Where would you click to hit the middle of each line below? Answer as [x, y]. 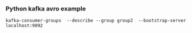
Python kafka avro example [46, 9]
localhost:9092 [24, 26]
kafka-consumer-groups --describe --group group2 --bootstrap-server [96, 21]
